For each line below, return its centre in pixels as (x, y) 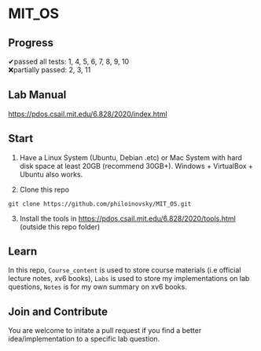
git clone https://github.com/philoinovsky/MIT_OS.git (100, 204)
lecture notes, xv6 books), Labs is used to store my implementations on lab (129, 279)
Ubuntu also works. (51, 174)
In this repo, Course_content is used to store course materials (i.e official (125, 270)
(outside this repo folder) (60, 227)
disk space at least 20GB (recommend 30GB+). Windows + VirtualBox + (136, 166)
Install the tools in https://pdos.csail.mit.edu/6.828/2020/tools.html (127, 218)
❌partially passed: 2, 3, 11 (50, 70)
